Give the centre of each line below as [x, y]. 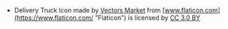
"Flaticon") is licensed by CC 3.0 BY [148, 18]
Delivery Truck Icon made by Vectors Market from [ [89, 10]
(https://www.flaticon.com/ [54, 18]
